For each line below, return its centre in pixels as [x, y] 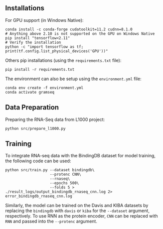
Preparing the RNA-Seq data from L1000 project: [55, 119]
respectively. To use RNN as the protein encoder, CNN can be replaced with [81, 216]
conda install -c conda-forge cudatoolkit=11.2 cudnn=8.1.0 [69, 29]
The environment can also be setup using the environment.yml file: [73, 79]
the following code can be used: [38, 161]
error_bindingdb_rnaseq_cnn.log [39, 196]
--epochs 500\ [64, 183]
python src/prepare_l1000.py [35, 128]
